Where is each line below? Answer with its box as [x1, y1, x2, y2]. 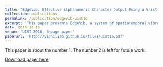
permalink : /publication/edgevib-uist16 [5, 16, 88, 21]
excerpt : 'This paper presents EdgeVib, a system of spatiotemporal [5, 20, 147, 26]
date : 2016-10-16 [5, 25, 40, 30]
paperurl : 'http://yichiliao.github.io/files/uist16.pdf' [5, 34, 125, 39]
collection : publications [5, 12, 57, 16]
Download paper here [5, 56, 49, 62]
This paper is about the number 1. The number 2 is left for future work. [5, 47, 146, 53]
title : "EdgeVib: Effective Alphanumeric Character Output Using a [5, 7, 145, 12]
